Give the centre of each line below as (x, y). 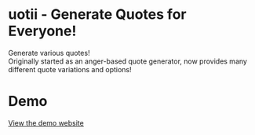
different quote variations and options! (70, 69)
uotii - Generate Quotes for (97, 15)
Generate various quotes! (49, 53)
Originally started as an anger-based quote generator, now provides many (127, 61)
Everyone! (42, 31)
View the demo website (46, 122)
